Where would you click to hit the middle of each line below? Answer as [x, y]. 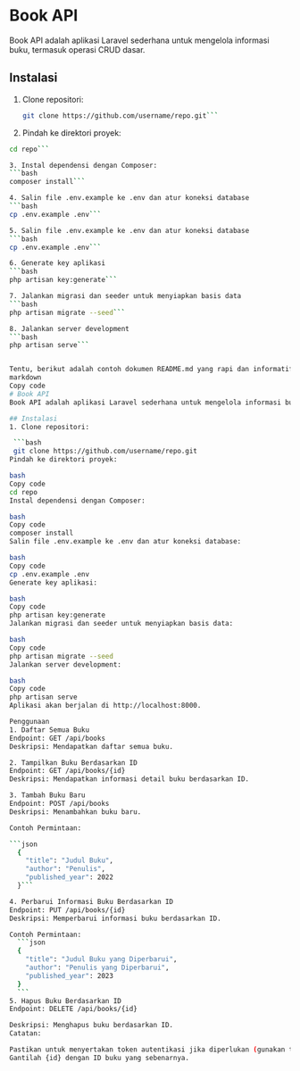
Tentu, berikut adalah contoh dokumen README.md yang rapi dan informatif [151, 369]
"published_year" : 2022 [70, 877]
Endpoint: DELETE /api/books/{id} [74, 1009]
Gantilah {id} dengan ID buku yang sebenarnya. [100, 1058]
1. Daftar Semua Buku [50, 730]
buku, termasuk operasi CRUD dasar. [77, 49]
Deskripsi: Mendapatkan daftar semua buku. [92, 746]
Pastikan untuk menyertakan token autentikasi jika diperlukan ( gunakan [147, 1050]
